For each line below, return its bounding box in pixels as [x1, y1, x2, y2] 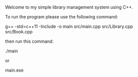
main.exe [5, 67, 24, 73]
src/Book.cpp [5, 29, 33, 34]
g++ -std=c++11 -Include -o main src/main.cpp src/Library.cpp [5, 23, 134, 29]
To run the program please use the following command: [5, 14, 118, 19]
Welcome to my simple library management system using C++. [5, 4, 134, 10]
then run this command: [5, 38, 54, 44]
